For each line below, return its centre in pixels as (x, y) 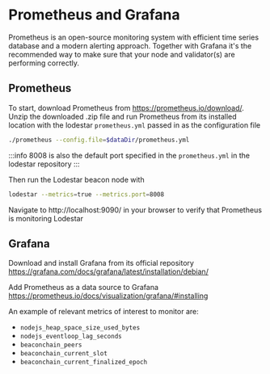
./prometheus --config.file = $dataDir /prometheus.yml (99, 140)
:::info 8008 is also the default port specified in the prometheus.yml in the (129, 155)
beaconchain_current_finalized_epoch (84, 362)
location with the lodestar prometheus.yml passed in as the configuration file (135, 125)
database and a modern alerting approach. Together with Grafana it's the (130, 45)
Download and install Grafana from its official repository (101, 263)
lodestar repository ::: (44, 164)
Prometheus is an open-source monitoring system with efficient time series (134, 37)
